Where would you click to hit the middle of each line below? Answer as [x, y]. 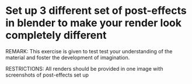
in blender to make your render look [94, 23]
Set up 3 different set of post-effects [96, 11]
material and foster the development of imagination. [68, 57]
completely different [56, 35]
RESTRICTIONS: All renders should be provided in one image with [84, 68]
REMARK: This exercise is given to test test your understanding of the [89, 51]
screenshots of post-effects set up [47, 75]
